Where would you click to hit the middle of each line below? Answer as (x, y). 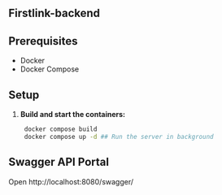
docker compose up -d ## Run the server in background (119, 136)
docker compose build (61, 129)
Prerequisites (43, 41)
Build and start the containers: (73, 115)
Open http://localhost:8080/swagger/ (71, 181)
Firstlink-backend (54, 13)
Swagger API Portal (59, 162)
